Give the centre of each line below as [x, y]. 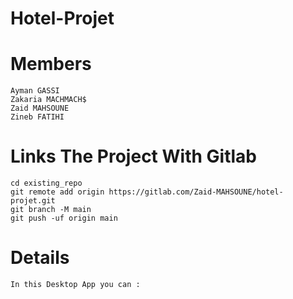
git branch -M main [51, 210]
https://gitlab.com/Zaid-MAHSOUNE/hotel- [196, 192]
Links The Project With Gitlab [133, 156]
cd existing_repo [46, 183]
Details [40, 258]
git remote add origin [57, 192]
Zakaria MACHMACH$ [48, 100]
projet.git [33, 201]
